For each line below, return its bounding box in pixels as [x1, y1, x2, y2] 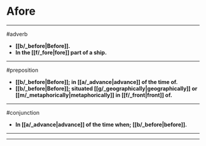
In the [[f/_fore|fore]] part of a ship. [15, 48, 107, 56]
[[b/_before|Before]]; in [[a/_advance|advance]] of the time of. [15, 78, 178, 85]
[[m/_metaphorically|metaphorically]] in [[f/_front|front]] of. [15, 91, 173, 99]
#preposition [6, 66, 39, 74]
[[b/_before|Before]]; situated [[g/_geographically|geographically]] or [15, 85, 197, 92]
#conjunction [6, 109, 40, 116]
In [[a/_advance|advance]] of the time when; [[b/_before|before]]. [15, 121, 188, 128]
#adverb [6, 30, 28, 37]
